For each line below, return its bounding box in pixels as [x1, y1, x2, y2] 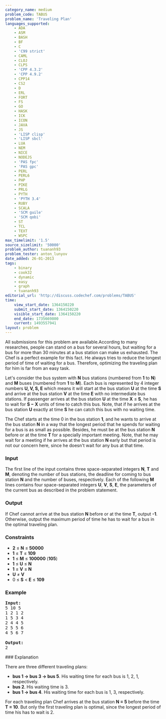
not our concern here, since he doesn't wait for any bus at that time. [5, 442, 144, 448]
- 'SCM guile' [14, 210, 43, 215]
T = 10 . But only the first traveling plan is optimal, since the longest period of [5, 704, 161, 710]
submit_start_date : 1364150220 [14, 307, 79, 312]
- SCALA [14, 205, 30, 211]
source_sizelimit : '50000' [5, 242, 61, 247]
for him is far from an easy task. [5, 365, 70, 371]
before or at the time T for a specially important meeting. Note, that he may [5, 432, 159, 438]
